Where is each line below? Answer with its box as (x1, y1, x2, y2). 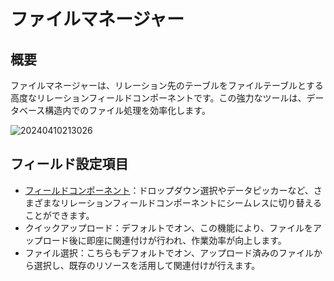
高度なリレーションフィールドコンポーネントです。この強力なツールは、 (10, 92, 307, 104)
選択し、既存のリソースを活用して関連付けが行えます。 (33, 259, 261, 271)
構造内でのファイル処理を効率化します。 (44, 105, 211, 116)
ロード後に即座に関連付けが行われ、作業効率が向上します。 (42, 234, 287, 246)
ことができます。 (24, 209, 95, 221)
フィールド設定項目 (10, 156, 129, 173)
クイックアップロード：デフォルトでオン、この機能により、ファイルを (24, 221, 314, 234)
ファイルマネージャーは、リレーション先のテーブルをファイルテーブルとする (10, 80, 324, 91)
